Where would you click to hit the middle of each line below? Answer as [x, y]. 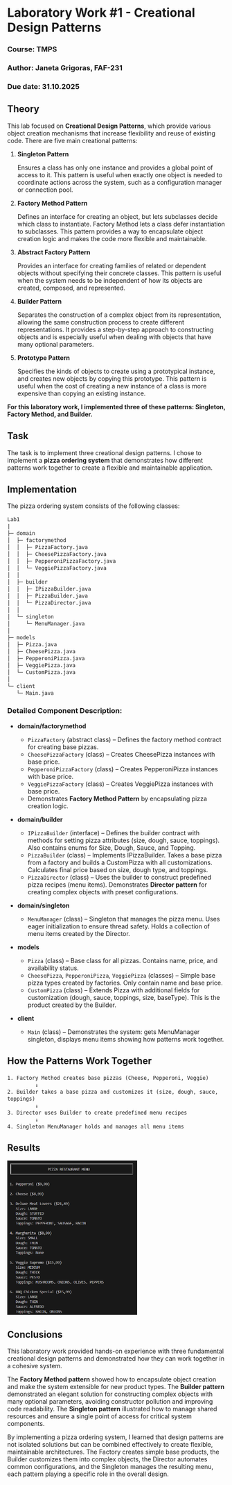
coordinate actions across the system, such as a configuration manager [119, 182]
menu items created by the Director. [79, 933]
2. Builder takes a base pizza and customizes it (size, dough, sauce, [113, 1092]
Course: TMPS [32, 49]
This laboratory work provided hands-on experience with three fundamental [115, 1351]
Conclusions [35, 1335]
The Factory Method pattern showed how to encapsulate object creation [112, 1379]
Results [24, 1148]
